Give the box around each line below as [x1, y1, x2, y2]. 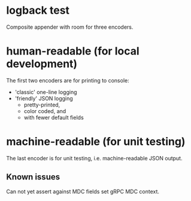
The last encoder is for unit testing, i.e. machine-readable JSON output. [6, 154, 183, 162]
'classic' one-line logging [14, 88, 77, 96]
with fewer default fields [23, 114, 84, 121]
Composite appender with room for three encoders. [6, 23, 134, 31]
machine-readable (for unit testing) [6, 135, 186, 148]
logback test [6, 4, 70, 17]
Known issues [6, 172, 60, 182]
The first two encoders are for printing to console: [6, 77, 130, 84]
